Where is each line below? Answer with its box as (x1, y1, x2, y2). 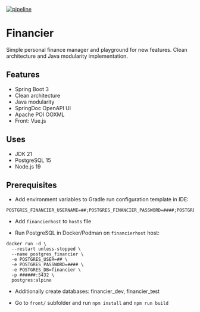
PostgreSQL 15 (14, 157, 52, 164)
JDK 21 (14, 150, 33, 157)
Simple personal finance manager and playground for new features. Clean (6, 46, 187, 53)
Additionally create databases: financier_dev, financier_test (14, 288, 160, 295)
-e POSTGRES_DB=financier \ (11, 267, 82, 273)
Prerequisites (6, 180, 57, 190)
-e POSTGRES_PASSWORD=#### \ (11, 262, 84, 268)
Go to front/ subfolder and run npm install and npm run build (14, 299, 168, 307)
